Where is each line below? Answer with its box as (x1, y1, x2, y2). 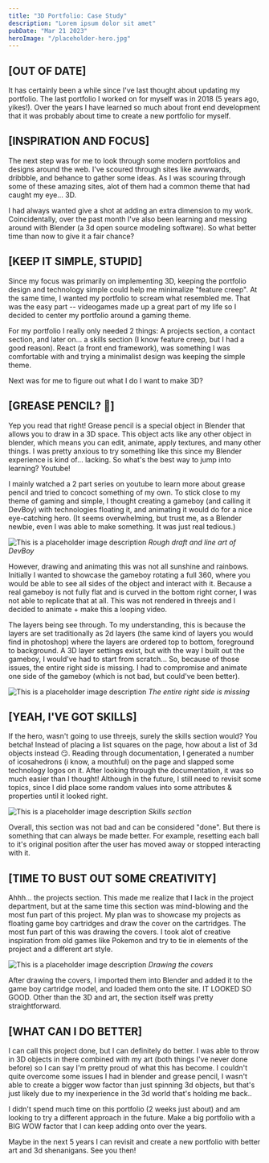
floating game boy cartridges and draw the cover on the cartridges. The (8, 919, 247, 929)
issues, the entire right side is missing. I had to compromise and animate (8, 662, 247, 673)
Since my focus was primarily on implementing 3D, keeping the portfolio (8, 275, 247, 286)
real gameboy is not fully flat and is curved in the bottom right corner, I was (8, 587, 257, 597)
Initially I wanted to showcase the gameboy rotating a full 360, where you (8, 569, 251, 580)
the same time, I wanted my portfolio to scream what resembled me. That (8, 293, 251, 303)
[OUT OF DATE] (8, 64, 87, 77)
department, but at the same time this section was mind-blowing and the (8, 901, 249, 911)
